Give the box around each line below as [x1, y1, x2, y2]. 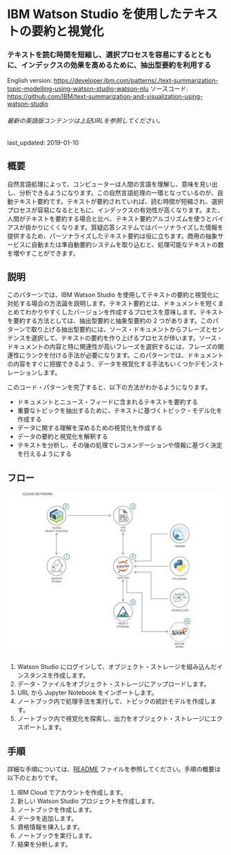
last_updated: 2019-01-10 [7, 138, 79, 147]
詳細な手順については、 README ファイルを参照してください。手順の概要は [7, 764, 221, 773]
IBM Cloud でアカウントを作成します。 [17, 788, 127, 796]
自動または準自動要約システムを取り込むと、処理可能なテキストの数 [30, 240, 224, 249]
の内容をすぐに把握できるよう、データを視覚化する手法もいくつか [7, 360, 194, 368]
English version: [7, 77, 53, 85]
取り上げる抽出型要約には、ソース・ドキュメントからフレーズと [30, 326, 212, 334]
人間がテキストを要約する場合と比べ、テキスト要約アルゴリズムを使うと [7, 214, 212, 223]
